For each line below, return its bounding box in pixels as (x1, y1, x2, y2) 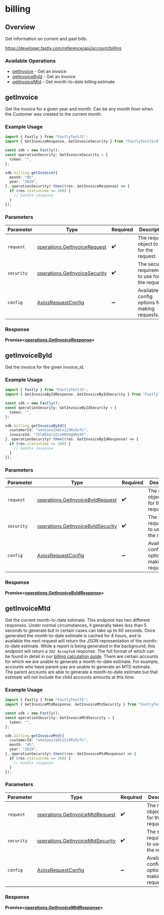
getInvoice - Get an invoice (12, 68, 67, 74)
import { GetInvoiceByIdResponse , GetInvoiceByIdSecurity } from (5, 392, 141, 397)
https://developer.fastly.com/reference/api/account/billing (5, 45, 122, 51)
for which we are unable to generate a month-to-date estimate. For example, (5, 659, 159, 665)
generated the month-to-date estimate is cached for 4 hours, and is (5, 633, 142, 639)
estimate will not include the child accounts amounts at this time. (5, 674, 135, 680)
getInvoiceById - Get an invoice (12, 74, 76, 80)
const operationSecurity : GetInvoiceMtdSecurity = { (5, 715, 115, 720)
